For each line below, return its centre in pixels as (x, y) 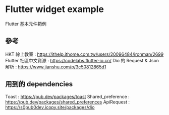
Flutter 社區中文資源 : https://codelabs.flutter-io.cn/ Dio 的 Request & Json (82, 60)
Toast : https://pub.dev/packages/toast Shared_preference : (67, 96)
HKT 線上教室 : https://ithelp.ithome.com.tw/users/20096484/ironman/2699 (84, 54)
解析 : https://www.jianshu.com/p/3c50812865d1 (56, 67)
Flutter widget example (55, 9)
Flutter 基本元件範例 (26, 24)
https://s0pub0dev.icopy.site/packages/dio (50, 107)
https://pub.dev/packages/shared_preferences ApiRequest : (68, 102)
